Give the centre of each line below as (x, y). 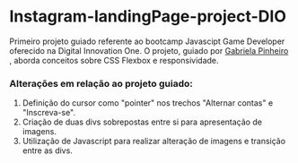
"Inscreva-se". (49, 113)
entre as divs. (48, 150)
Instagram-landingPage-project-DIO (148, 17)
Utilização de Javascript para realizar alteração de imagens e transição (153, 142)
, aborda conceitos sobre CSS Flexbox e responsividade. (114, 60)
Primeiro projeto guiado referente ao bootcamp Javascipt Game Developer (147, 41)
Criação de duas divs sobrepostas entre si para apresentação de (142, 122)
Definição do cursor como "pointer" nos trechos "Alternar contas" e (148, 103)
